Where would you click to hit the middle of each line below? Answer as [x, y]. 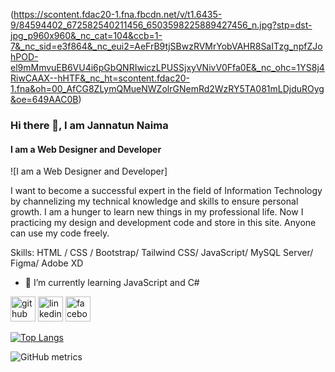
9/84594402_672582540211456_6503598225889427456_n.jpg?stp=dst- [161, 25]
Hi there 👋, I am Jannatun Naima [89, 125]
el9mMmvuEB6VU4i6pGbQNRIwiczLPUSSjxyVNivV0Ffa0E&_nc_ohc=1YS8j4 [167, 67]
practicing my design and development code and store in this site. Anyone [163, 223]
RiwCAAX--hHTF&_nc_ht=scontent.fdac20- [100, 78]
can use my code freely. [60, 233]
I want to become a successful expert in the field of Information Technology [166, 191]
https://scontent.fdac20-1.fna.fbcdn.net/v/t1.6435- [118, 14]
